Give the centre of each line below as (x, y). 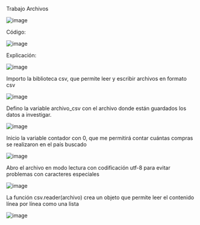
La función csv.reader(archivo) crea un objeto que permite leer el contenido (100, 197)
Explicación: (21, 55)
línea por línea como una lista (43, 204)
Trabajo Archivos (27, 9)
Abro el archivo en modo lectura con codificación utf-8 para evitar (88, 168)
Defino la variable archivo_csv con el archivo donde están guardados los (96, 108)
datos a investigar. (29, 115)
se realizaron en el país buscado (47, 144)
